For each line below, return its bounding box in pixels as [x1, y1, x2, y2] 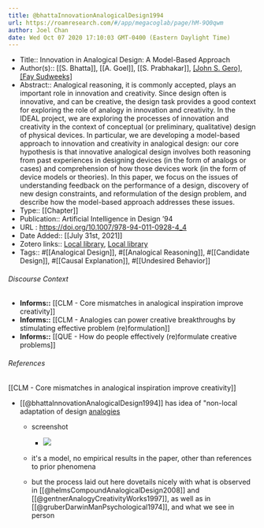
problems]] [19, 340, 56, 350]
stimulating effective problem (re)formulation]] [19, 324, 170, 333]
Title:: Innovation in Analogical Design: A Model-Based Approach [19, 55, 231, 65]
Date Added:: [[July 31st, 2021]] [19, 231, 123, 240]
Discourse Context [8, 273, 69, 284]
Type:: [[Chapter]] [19, 206, 79, 215]
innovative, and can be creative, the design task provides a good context [19, 97, 256, 106]
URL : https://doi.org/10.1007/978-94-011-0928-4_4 [19, 222, 187, 232]
